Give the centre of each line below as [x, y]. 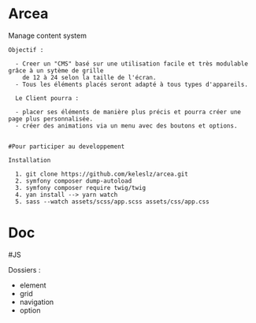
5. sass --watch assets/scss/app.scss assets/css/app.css [113, 202]
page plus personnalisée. [50, 119]
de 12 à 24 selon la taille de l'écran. [89, 77]
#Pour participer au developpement [67, 147]
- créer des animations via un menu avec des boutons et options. [126, 126]
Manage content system [47, 35]
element [33, 285]
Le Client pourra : [47, 98]
